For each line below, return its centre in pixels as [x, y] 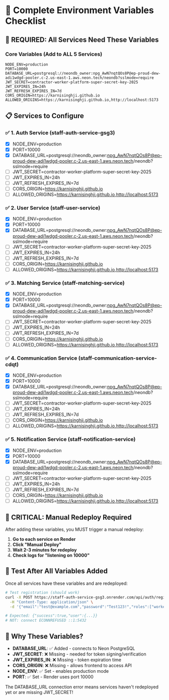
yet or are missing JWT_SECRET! [39, 692]
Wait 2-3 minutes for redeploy [45, 550]
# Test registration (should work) [43, 592]
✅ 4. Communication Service [41, 358]
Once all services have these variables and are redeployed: [67, 583]
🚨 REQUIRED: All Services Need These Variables [82, 40]
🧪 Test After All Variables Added [57, 571]
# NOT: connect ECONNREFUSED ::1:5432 [46, 621]
